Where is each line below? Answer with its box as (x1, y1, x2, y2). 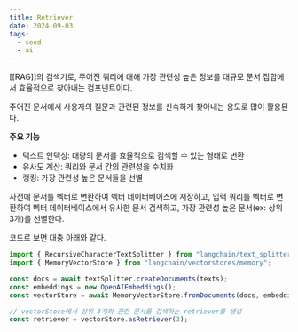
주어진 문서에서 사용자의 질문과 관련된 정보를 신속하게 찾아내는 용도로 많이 (9, 101, 265, 112)
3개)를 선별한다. (9, 214, 65, 225)
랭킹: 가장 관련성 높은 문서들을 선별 (21, 172, 144, 183)
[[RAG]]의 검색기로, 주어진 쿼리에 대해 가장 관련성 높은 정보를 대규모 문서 (9, 72, 262, 83)
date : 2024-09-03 (9, 21, 74, 30)
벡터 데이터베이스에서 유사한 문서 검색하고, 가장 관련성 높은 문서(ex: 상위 (32, 202, 284, 213)
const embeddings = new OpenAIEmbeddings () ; (9, 282, 176, 291)
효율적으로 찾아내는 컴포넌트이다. (18, 83, 133, 93)
